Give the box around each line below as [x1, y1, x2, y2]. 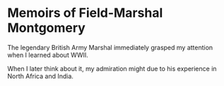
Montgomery [7, 20, 86, 36]
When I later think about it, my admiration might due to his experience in [7, 64, 217, 73]
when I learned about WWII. [7, 51, 88, 59]
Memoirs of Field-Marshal [7, 5, 163, 21]
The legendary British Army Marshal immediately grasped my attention [7, 43, 213, 51]
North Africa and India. [7, 72, 74, 80]
